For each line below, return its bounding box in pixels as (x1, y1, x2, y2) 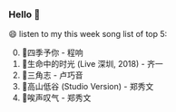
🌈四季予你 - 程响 (21, 47, 83, 58)
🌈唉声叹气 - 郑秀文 (21, 92, 92, 103)
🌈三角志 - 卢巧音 (21, 70, 83, 80)
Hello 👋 (8, 8, 41, 21)
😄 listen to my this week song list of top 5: (8, 29, 168, 40)
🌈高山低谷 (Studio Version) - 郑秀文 (21, 81, 154, 92)
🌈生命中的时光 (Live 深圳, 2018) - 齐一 (21, 59, 164, 70)
